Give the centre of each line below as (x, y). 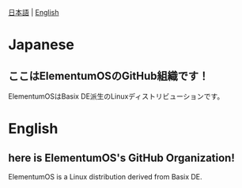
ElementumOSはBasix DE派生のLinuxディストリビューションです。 (116, 96)
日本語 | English (34, 12)
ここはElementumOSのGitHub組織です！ (109, 75)
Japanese (42, 45)
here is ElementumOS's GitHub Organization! (122, 158)
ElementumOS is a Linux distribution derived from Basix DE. (106, 177)
